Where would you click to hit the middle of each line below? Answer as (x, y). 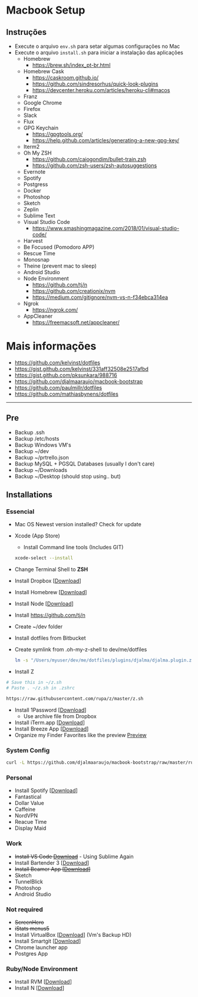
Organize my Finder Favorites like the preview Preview (81, 735)
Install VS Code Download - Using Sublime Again (74, 856)
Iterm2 (32, 146)
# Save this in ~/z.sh (34, 683)
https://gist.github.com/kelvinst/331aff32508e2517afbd (82, 369)
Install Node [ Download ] (44, 604)
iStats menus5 (32, 928)
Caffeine (25, 809)
